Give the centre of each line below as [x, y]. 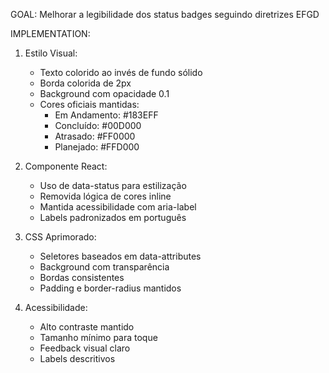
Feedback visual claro [85, 348]
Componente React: [66, 166]
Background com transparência [104, 267]
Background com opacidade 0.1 [104, 93]
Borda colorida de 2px [85, 83]
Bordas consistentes [82, 277]
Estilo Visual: [51, 53]
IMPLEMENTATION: [50, 33]
